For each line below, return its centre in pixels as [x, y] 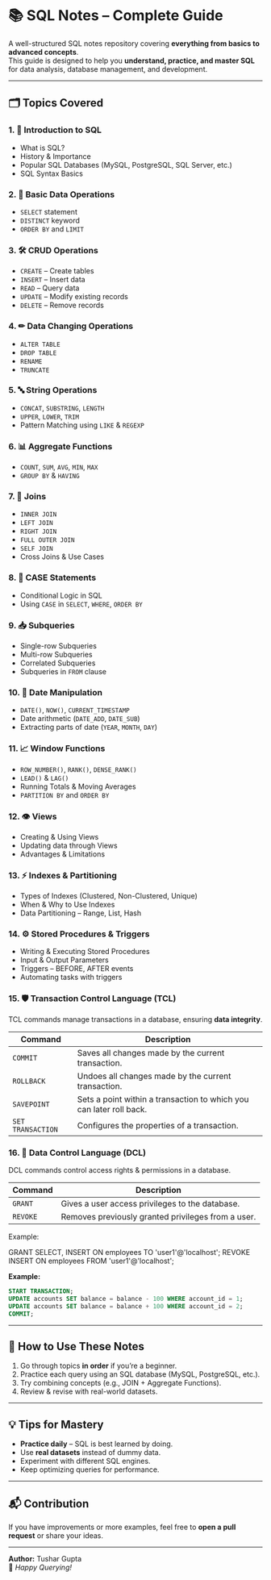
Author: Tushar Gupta [45, 1559]
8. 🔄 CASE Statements [52, 577]
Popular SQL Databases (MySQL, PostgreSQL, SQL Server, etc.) [126, 165]
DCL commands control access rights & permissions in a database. [120, 1170]
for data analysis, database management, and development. [108, 69]
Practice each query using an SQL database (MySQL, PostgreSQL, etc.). [140, 1374]
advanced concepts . [44, 52]
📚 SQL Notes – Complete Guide [116, 16]
